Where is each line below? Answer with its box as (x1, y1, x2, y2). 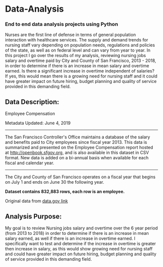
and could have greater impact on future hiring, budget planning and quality (5, 251, 157, 257)
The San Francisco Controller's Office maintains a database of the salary (5, 134, 150, 140)
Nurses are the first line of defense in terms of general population (5, 32, 136, 38)
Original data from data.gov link (5, 198, 68, 204)
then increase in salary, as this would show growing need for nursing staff (5, 246, 153, 252)
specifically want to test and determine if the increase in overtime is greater (5, 241, 156, 247)
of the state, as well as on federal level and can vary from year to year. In (5, 47, 151, 53)
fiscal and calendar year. (5, 160, 54, 166)
